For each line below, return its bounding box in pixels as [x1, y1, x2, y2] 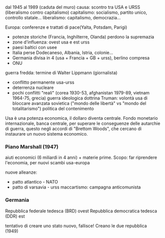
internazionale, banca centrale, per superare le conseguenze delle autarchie [5, 121, 161, 126]
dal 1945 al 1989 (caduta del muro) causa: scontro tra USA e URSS [5, 4, 141, 10]
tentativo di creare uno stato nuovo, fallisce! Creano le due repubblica [5, 223, 147, 229]
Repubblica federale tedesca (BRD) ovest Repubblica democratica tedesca [5, 208, 157, 214]
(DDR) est [5, 213, 25, 219]
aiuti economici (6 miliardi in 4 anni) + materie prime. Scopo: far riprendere [5, 154, 157, 160]
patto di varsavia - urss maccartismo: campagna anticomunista [12, 184, 141, 190]
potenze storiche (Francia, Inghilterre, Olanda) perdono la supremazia [12, 34, 155, 40]
